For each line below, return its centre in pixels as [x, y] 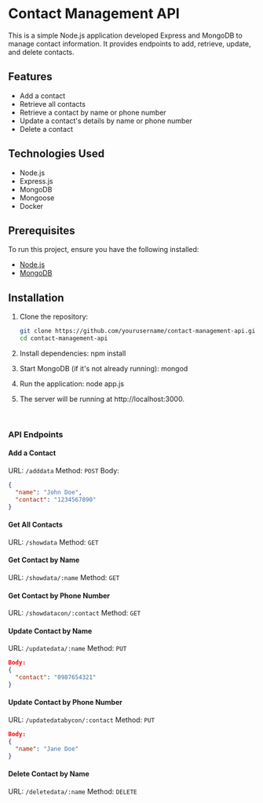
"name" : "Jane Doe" [47, 749]
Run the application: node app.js [71, 383]
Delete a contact [46, 129]
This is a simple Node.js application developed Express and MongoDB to [126, 35]
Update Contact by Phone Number [66, 703]
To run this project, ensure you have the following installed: [104, 250]
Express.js [36, 181]
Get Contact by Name [44, 560]
